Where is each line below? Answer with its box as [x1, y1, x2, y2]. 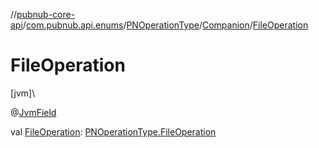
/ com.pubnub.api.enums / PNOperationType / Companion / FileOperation [22, 19, 309, 31]
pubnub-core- [16, 9, 76, 20]
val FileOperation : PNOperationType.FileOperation [10, 125, 217, 138]
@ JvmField [10, 106, 57, 118]
